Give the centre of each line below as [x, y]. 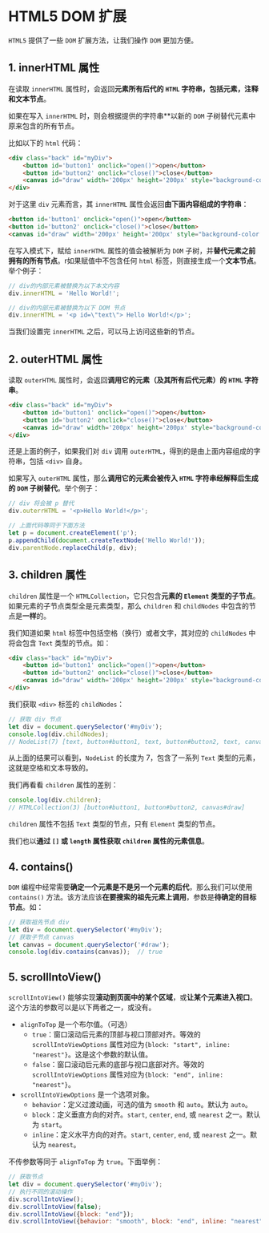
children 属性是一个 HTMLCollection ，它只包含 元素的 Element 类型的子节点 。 [134, 596]
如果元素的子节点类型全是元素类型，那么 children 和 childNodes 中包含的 [129, 605]
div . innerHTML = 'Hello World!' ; [64, 293]
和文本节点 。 [29, 99]
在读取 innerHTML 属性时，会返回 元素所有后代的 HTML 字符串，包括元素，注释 [133, 88]
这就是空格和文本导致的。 [50, 768]
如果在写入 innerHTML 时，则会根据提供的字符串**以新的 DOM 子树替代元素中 [132, 115]
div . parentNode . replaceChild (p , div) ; [73, 548]
